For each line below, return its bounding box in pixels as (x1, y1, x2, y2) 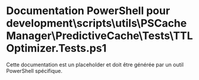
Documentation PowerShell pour (6, 4, 170, 18)
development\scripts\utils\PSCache (6, 16, 187, 30)
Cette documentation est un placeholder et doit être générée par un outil (6, 61, 184, 68)
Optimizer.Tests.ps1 (6, 42, 107, 55)
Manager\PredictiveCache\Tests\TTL (6, 29, 193, 42)
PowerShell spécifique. (6, 67, 62, 74)
